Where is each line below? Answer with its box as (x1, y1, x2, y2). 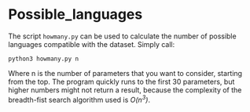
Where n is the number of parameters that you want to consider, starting (8, 68, 242, 78)
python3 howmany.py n (8, 55, 79, 63)
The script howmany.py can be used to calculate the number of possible (8, 31, 237, 41)
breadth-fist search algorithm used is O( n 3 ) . (8, 93, 151, 104)
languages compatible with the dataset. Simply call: (8, 39, 175, 49)
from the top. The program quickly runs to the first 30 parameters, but (8, 77, 235, 86)
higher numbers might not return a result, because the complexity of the (8, 85, 242, 95)
